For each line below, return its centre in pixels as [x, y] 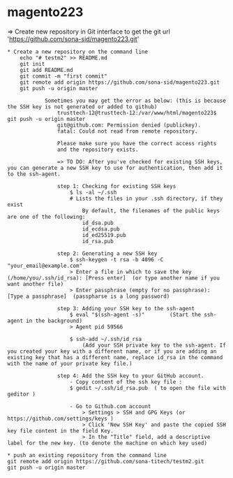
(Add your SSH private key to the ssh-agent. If [154, 345]
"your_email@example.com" [45, 266]
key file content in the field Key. [60, 430]
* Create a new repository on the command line [78, 52]
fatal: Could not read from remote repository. [127, 131]
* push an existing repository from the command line [87, 455]
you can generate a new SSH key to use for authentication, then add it [115, 168]
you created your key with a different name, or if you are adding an [112, 351]
